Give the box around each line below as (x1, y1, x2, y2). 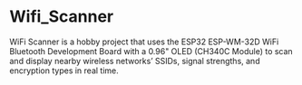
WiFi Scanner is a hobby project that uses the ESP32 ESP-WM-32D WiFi (9, 36, 279, 47)
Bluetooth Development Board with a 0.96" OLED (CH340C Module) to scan (9, 45, 293, 56)
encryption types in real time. (9, 65, 120, 76)
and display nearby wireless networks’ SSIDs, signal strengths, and (9, 55, 260, 66)
